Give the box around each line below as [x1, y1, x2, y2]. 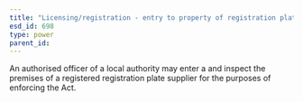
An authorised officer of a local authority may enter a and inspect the [9, 63, 266, 74]
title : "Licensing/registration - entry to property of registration [9, 13, 277, 23]
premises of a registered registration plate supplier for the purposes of [9, 73, 271, 84]
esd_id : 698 [9, 22, 54, 31]
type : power [9, 30, 54, 39]
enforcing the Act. [9, 82, 77, 93]
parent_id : [9, 38, 50, 48]
